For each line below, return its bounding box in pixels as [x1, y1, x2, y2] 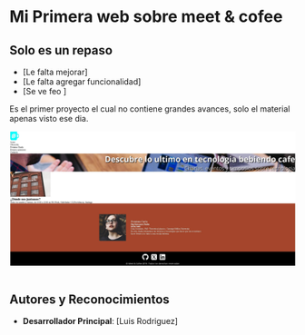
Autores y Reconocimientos [9, 291, 170, 307]
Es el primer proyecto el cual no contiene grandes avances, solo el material [9, 103, 290, 114]
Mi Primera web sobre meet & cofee [9, 6, 283, 27]
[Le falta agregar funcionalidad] [22, 76, 142, 87]
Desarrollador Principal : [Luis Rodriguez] [22, 316, 179, 327]
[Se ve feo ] [22, 86, 67, 96]
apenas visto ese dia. [9, 113, 89, 123]
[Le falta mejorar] [22, 66, 88, 77]
